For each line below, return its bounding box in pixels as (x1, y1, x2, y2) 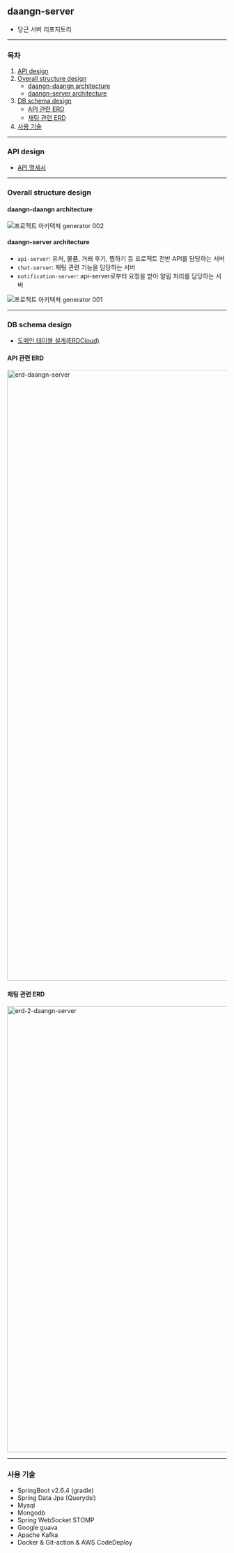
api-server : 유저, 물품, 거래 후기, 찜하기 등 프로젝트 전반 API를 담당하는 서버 (17, 254, 225, 262)
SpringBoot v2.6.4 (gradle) (17, 1486, 94, 1494)
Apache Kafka (17, 1531, 58, 1539)
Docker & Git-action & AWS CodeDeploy (17, 1538, 133, 1546)
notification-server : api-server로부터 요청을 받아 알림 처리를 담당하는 (17, 271, 214, 280)
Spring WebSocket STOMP (17, 1515, 95, 1524)
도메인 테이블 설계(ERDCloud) (17, 336, 100, 345)
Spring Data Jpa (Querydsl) (17, 1493, 96, 1502)
